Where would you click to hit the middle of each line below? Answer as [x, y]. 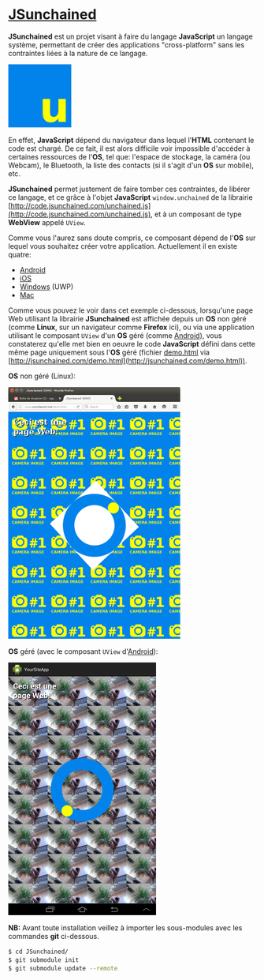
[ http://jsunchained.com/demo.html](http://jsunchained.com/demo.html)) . [128, 360]
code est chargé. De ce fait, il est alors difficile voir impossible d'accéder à [129, 148]
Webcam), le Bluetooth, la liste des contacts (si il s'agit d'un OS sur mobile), [131, 165]
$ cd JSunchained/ [38, 952]
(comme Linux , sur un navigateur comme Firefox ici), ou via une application [131, 327]
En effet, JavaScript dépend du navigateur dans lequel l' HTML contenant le [131, 140]
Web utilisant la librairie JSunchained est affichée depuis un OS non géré [127, 318]
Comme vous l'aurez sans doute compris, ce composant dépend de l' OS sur [132, 238]
